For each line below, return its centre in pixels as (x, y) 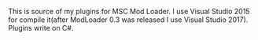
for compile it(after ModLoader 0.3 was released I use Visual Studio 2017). (128, 20)
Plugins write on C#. (41, 28)
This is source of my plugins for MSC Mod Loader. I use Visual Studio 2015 (129, 11)
